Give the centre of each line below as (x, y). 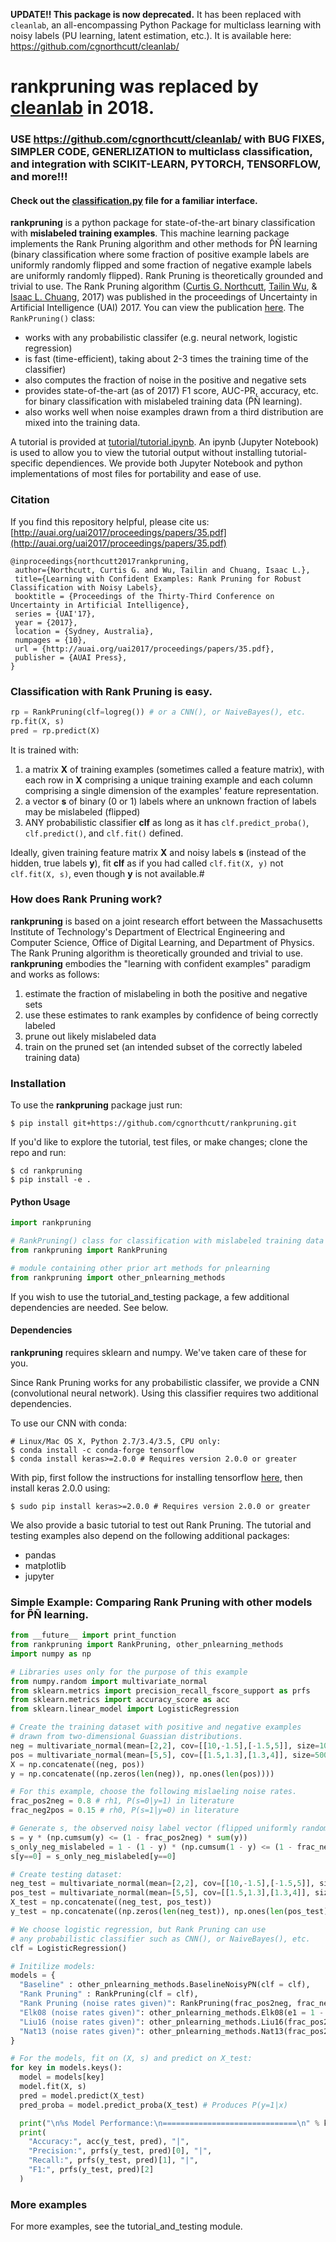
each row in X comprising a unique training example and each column (168, 780)
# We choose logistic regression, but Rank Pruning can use (138, 1929)
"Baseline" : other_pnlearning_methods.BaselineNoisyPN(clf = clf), (165, 1985)
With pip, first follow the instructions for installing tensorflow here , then (156, 1477)
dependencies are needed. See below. (89, 1307)
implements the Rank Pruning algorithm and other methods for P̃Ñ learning (164, 244)
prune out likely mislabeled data (90, 1036)
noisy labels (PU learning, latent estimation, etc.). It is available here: (151, 35)
